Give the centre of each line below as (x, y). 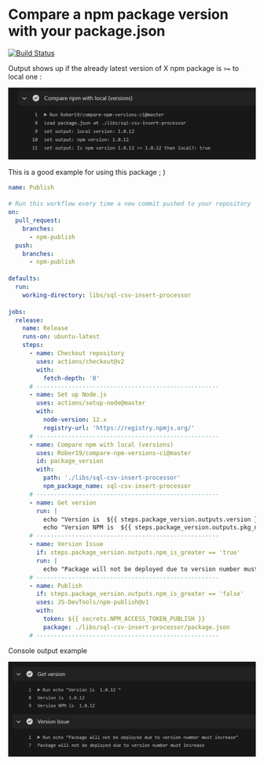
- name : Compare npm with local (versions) (101, 445)
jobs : (17, 312)
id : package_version (70, 461)
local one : (25, 76)
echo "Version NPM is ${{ (87, 528)
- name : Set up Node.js (68, 395)
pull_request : (38, 220)
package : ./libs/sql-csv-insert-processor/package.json (136, 627)
